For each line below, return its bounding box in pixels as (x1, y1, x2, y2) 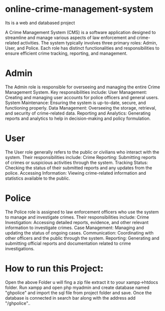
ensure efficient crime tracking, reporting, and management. (5, 50, 128, 56)
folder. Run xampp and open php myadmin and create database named (5, 284, 150, 290)
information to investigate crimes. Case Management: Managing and (5, 225, 144, 231)
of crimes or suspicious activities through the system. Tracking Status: (5, 159, 148, 165)
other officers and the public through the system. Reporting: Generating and (5, 235, 160, 241)
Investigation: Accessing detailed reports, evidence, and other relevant (5, 219, 149, 225)
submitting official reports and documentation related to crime (5, 240, 132, 246)
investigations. (5, 245, 35, 251)
